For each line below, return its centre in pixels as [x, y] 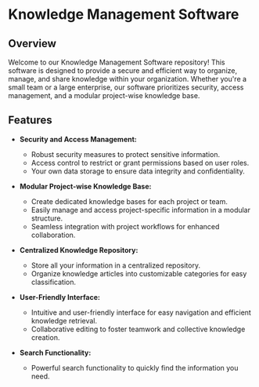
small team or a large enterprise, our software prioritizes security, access [126, 87]
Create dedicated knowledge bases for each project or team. [129, 201]
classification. [54, 282]
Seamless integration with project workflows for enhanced [125, 226]
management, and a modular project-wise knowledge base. [104, 95]
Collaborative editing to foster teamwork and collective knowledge [138, 329]
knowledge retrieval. [64, 320]
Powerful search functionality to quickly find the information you [135, 367]
